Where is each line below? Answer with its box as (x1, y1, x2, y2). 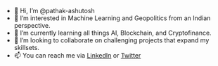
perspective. (13, 22, 51, 29)
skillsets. (13, 44, 40, 51)
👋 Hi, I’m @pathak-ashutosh (13, 7, 95, 15)
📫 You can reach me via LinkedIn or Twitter (13, 51, 141, 59)
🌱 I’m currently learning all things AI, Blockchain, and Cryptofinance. (13, 28, 212, 37)
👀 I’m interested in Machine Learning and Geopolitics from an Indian (13, 14, 211, 22)
